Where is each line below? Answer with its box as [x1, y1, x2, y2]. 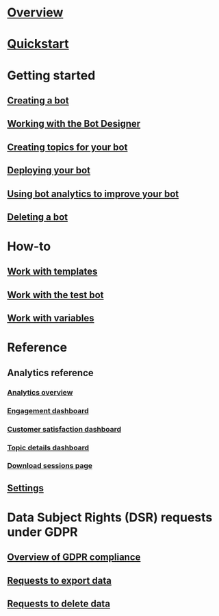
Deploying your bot [7, 164, 91, 176]
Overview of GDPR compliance [7, 552, 141, 563]
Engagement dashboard [7, 406, 89, 415]
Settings [7, 482, 44, 494]
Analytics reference [7, 367, 94, 378]
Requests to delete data [7, 598, 111, 610]
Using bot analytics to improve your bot [7, 188, 179, 199]
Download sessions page [7, 461, 92, 471]
